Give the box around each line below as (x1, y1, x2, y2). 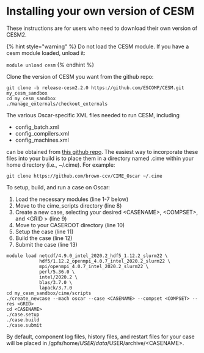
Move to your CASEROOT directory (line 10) (15, 221, 125, 228)
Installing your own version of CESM (6, 4, 194, 18)
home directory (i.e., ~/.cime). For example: (6, 161, 115, 169)
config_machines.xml (15, 136, 69, 144)
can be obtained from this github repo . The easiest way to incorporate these (6, 148, 199, 155)
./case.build (6, 316, 40, 323)
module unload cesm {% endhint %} (6, 61, 95, 68)
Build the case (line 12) (15, 234, 73, 242)
